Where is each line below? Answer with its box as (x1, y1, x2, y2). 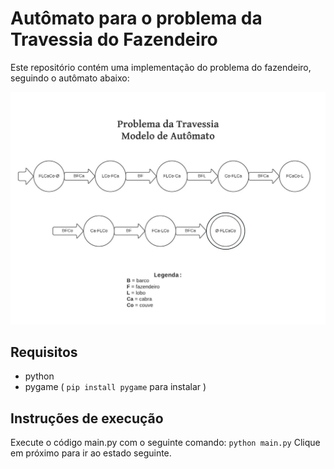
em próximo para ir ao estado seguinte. (10, 447, 172, 459)
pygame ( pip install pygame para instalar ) (24, 381, 207, 393)
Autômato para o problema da (10, 7, 263, 30)
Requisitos (10, 343, 78, 361)
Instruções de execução (10, 410, 164, 427)
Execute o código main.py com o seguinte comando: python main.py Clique (10, 437, 321, 449)
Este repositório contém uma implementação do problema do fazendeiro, (10, 61, 312, 73)
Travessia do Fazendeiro (10, 28, 218, 51)
